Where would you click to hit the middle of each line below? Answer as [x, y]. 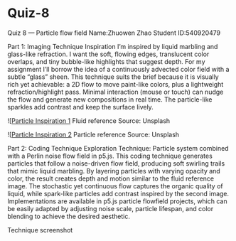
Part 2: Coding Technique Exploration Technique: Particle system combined [118, 148]
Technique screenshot [40, 230]
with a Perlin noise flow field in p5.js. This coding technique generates [110, 156]
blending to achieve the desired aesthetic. [69, 216]
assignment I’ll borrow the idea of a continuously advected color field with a [118, 69]
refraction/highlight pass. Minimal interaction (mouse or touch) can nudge [116, 92]
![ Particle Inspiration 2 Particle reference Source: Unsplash [93, 134]
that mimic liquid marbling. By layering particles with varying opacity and [114, 171]
